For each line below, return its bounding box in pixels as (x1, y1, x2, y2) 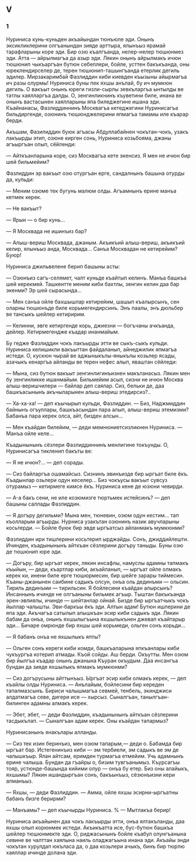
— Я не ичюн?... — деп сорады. (6, 459, 85, 466)
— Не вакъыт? (6, 205, 42, 212)
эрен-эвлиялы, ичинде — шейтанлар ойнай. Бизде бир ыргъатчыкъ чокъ (6, 597, 189, 604)
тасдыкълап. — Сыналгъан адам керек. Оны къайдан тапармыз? (6, 717, 169, 724)
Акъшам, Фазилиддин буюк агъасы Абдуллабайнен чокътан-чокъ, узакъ (6, 128, 189, 135)
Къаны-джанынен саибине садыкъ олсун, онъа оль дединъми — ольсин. (6, 578, 190, 585)
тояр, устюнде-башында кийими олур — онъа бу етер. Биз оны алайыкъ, (6, 765, 189, 772)
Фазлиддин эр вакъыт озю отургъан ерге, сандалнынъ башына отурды (6, 170, 185, 177)
